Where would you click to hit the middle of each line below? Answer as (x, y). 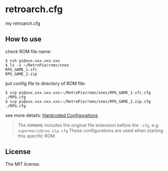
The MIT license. (23, 164)
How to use (23, 39)
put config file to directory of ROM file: (46, 83)
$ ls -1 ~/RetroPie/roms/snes (37, 65)
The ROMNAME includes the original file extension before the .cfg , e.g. (89, 125)
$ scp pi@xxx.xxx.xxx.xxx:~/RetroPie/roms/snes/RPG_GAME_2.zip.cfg (78, 101)
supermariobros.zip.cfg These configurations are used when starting (90, 131)
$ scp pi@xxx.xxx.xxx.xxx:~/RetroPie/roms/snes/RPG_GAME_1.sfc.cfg (78, 93)
